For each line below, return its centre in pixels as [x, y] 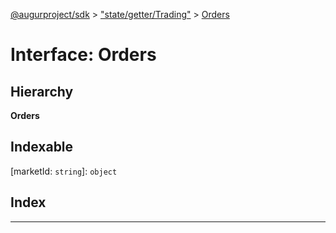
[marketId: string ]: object [64, 171]
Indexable [42, 147]
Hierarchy [42, 91]
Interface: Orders [83, 55]
